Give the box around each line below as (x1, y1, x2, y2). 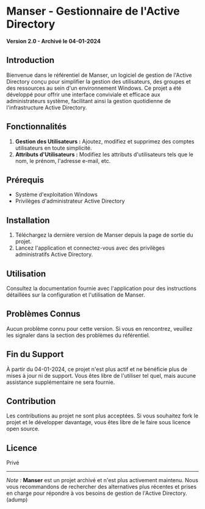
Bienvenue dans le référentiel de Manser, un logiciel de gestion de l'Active (6, 71, 192, 79)
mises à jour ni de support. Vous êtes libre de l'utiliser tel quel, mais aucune (6, 372, 196, 379)
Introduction (6, 55, 55, 65)
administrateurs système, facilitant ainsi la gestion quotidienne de (6, 97, 171, 104)
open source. (6, 425, 40, 433)
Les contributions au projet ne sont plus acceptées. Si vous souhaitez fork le (6, 412, 199, 419)
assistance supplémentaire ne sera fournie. (6, 378, 115, 386)
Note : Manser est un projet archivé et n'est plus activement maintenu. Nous (6, 477, 198, 484)
